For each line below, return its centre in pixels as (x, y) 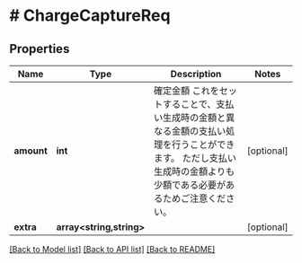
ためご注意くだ (194, 198)
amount (31, 151)
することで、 (189, 104)
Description (196, 74)
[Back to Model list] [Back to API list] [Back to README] (112, 249)
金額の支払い (199, 131)
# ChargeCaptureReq (90, 16)
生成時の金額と (194, 118)
